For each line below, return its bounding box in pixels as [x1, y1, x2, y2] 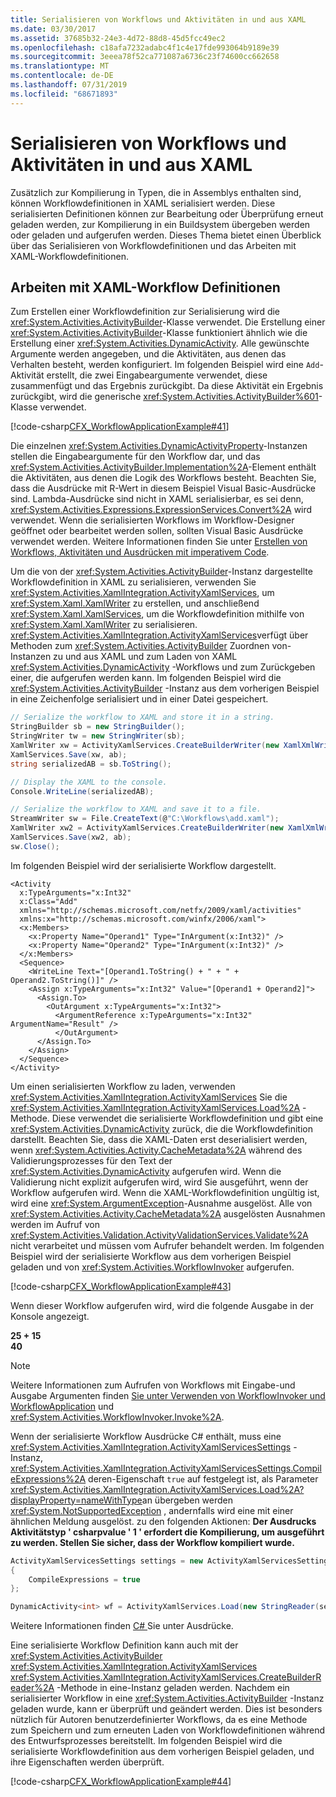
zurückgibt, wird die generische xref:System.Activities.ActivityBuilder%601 [10, 391, 319, 403]
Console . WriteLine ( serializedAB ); [10, 786, 155, 796]
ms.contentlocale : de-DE [10, 71, 114, 81]
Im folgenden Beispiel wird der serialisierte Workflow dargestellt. [10, 859, 277, 871]
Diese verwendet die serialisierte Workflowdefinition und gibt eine [51, 1112, 324, 1124]
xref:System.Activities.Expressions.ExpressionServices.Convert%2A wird [10, 504, 313, 516]
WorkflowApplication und [10, 1400, 115, 1412]
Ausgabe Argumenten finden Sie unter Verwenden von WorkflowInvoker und [10, 1389, 326, 1401]
